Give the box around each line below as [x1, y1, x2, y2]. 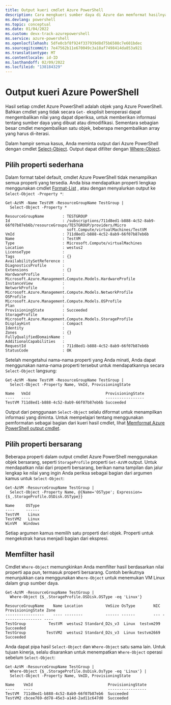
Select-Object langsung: [5, 367, 57, 373]
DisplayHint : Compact [5, 321, 83, 326]
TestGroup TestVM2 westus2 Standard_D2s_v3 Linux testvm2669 [5, 630, 160, 635]
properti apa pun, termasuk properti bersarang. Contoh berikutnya [5, 569, 145, 575]
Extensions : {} [5, 267, 72, 272]
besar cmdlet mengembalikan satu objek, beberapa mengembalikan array [5, 125, 160, 131]
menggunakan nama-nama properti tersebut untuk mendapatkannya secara [5, 362, 164, 368]
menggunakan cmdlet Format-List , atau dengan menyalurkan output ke [5, 185, 156, 191]
